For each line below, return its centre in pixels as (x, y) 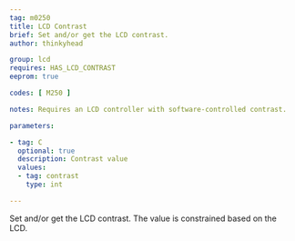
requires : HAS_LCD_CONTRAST (63, 68)
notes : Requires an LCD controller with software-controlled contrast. (148, 109)
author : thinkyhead (46, 43)
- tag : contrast (48, 176)
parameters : (32, 126)
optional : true (46, 151)
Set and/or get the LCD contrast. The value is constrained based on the (143, 218)
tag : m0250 (30, 18)
